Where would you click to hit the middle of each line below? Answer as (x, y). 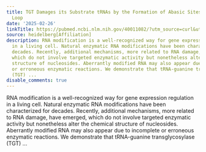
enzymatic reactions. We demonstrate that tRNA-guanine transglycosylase (101, 137)
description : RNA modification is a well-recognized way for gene (93, 40)
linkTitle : (20, 29)
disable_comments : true (37, 80)
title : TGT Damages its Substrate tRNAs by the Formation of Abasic (96, 12)
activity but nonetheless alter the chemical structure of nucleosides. (92, 124)
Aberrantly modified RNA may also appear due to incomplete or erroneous (100, 131)
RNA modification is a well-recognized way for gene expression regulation (100, 98)
